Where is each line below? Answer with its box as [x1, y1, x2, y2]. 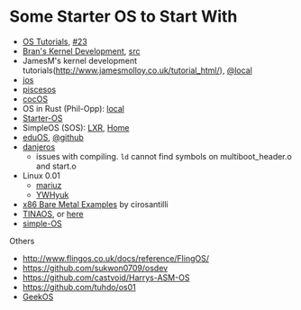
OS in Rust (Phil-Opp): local [22, 103, 124, 114]
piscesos [22, 84, 57, 95]
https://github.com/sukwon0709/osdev [22, 262, 169, 273]
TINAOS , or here [22, 208, 84, 219]
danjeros [22, 141, 56, 152]
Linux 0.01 [22, 169, 60, 181]
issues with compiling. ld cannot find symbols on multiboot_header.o [35, 150, 293, 161]
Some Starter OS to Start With [9, 6, 238, 27]
